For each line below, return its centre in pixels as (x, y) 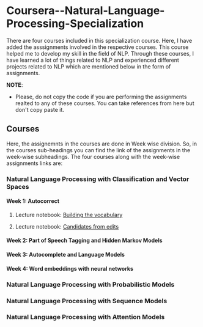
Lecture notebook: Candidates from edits (67, 226)
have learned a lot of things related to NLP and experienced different (93, 60)
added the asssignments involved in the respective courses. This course (98, 47)
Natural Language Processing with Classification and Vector (98, 179)
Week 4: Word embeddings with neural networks (70, 268)
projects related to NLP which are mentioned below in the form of (89, 66)
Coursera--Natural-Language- (86, 11)
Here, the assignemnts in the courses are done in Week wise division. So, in (102, 144)
